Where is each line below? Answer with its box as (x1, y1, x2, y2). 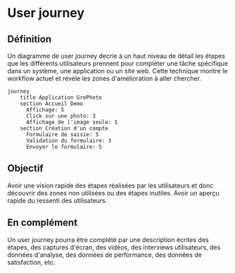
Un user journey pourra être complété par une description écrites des (7, 235, 209, 244)
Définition (7, 33, 51, 45)
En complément (7, 217, 78, 229)
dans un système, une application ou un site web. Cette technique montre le (7, 67, 228, 75)
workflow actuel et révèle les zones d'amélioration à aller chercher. (7, 74, 202, 83)
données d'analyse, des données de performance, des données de (7, 250, 203, 259)
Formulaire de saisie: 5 (25, 131, 99, 138)
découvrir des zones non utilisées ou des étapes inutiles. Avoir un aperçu (7, 188, 220, 197)
